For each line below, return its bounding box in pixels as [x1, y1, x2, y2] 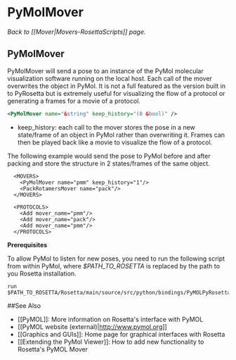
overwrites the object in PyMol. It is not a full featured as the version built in [7, 82, 226, 90]
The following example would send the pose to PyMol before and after [7, 151, 211, 160]
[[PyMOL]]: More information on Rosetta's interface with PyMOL [17, 315, 204, 323]
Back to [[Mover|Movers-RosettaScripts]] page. [7, 27, 146, 36]
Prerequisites [7, 240, 48, 249]
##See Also [7, 301, 41, 310]
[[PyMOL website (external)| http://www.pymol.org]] [17, 322, 167, 331]
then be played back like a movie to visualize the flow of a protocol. [17, 138, 213, 147]
